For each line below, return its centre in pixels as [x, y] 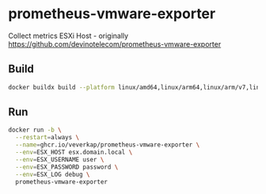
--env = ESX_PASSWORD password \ [67, 167]
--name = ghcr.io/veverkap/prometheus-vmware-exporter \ [108, 145]
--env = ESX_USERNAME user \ [60, 159]
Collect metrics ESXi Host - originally [68, 36]
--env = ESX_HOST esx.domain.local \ [74, 152]
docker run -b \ [35, 130]
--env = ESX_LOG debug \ [53, 174]
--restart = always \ [47, 138]
